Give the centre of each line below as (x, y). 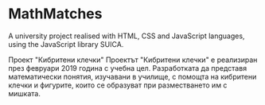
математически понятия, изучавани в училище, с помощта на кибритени (132, 76)
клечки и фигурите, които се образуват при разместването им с (118, 85)
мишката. (25, 93)
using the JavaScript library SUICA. (66, 44)
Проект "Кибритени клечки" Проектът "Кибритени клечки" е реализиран (133, 60)
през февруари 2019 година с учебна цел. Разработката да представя (128, 68)
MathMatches (55, 14)
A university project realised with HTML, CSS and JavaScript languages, (127, 36)
